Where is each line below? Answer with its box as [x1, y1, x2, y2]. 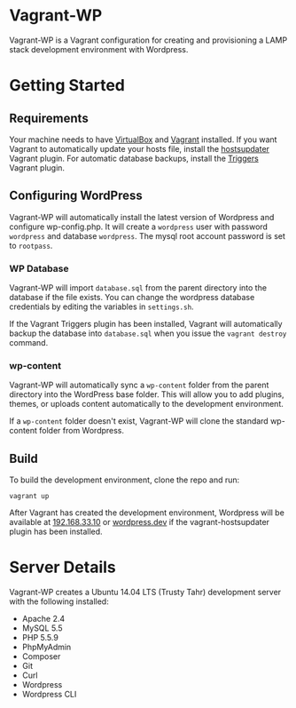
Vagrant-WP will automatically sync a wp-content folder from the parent [9, 379, 269, 391]
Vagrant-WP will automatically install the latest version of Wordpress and [9, 211, 275, 222]
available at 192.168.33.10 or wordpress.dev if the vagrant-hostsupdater [9, 517, 270, 528]
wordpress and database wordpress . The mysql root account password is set [9, 230, 286, 241]
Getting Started [9, 76, 126, 96]
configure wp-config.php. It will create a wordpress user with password [9, 221, 269, 232]
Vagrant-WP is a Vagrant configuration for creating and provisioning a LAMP [9, 35, 288, 45]
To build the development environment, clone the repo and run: [9, 474, 240, 485]
